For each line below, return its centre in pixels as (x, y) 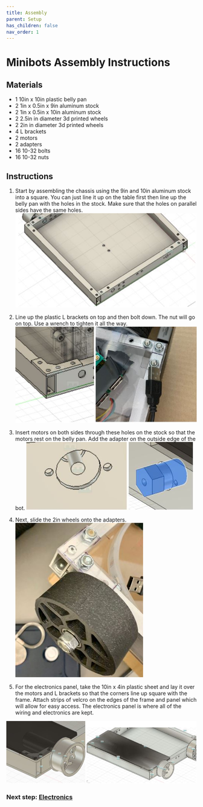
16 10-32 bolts (33, 151)
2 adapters (28, 145)
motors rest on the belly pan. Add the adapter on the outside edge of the (105, 439)
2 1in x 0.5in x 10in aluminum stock (58, 113)
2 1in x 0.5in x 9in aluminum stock (57, 106)
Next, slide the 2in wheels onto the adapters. (71, 520)
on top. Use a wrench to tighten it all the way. (71, 323)
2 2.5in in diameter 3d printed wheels (61, 119)
